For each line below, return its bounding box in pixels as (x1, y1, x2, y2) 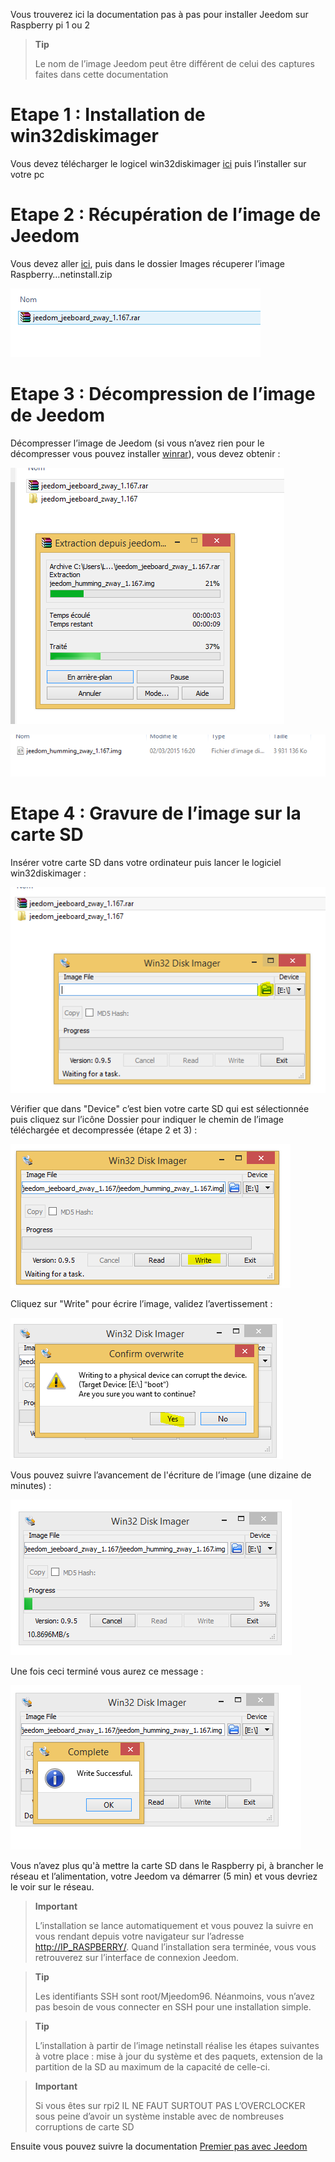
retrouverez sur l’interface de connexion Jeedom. (34, 1951, 239, 1963)
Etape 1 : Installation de (10, 104, 206, 126)
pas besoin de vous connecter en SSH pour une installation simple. (34, 2000, 312, 2013)
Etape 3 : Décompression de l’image (10, 383, 316, 406)
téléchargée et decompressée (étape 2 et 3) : (10, 1124, 198, 1136)
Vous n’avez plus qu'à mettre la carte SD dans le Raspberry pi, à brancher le (10, 1859, 324, 1871)
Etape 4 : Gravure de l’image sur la (10, 802, 302, 825)
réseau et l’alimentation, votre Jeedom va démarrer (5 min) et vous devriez (10, 1870, 318, 1882)
